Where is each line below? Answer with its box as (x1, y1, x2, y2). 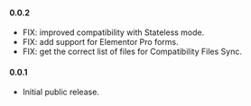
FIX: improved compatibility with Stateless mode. (22, 27, 205, 38)
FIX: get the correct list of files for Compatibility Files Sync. (22, 46, 242, 57)
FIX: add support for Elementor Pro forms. (22, 37, 179, 48)
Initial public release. (22, 86, 99, 98)
